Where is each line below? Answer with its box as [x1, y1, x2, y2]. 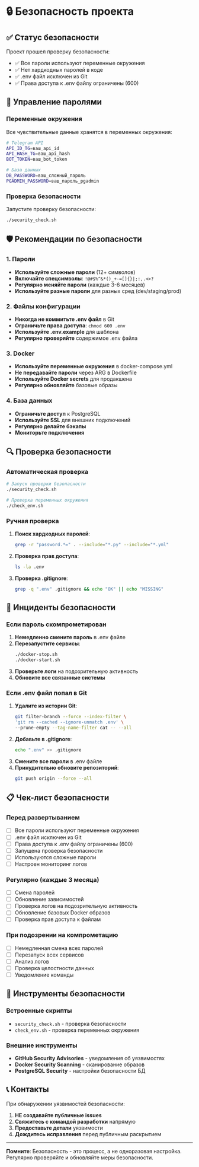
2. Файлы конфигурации [6, 302, 81, 310]
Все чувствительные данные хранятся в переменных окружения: [6, 128, 173, 135]
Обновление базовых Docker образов [14, 909, 111, 916]
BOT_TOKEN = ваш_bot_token [6, 157, 68, 162]
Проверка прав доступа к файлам [14, 916, 101, 923]
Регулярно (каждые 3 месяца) [6, 875, 99, 884]
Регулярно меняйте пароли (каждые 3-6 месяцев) [14, 281, 145, 288]
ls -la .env [14, 564, 44, 570]
